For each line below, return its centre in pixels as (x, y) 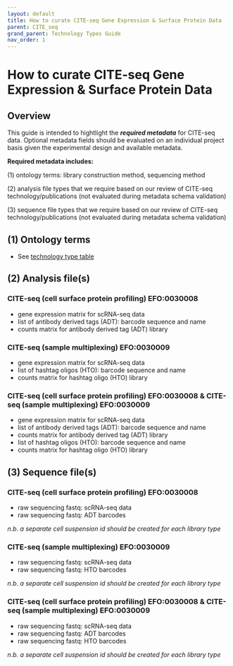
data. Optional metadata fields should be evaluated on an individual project (116, 140)
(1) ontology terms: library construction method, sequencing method (106, 175)
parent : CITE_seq (33, 27)
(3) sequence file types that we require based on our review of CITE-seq (113, 210)
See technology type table (56, 256)
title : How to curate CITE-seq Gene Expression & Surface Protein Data (114, 20)
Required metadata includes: (50, 161)
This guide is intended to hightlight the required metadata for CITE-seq (111, 133)
